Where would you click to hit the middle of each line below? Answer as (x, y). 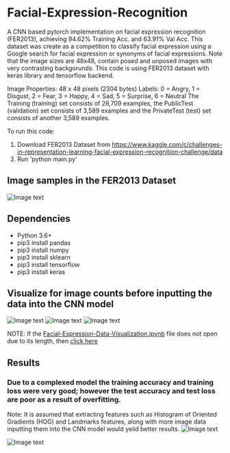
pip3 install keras (41, 272)
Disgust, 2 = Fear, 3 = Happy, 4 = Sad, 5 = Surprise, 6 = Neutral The (103, 96)
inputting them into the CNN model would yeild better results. (93, 429)
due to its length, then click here (52, 341)
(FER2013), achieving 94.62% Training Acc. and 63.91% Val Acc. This (105, 38)
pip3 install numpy (43, 250)
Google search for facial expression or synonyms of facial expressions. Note (115, 54)
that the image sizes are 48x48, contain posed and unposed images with (110, 60)
